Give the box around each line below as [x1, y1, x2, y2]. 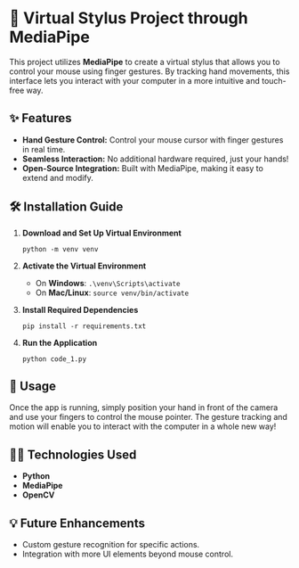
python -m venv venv [21, 244, 99, 253]
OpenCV [21, 490, 55, 500]
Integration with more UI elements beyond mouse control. [21, 548, 234, 559]
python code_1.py [21, 354, 87, 364]
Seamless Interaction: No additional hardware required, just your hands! [21, 153, 289, 164]
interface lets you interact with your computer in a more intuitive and [9, 75, 261, 86]
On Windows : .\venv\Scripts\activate [35, 277, 181, 288]
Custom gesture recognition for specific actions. [21, 539, 200, 549]
